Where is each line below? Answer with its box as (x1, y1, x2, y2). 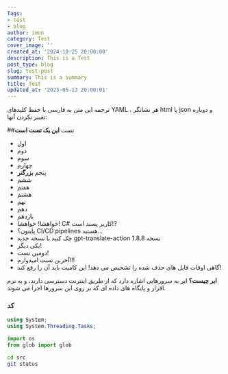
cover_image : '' (7, 42, 53, 49)
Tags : (7, 10, 23, 17)
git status (7, 360, 38, 367)
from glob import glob (7, 342, 72, 349)
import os (7, 336, 36, 342)
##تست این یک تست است (7, 126, 75, 135)
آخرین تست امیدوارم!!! (16, 256, 75, 264)
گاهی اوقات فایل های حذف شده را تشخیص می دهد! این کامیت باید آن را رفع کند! (16, 264, 222, 272)
